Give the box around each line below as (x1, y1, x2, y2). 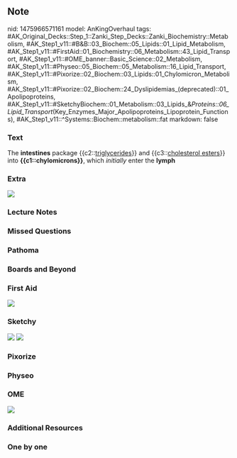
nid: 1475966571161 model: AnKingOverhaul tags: (7, 24, 151, 33)
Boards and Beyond (7, 264, 77, 274)
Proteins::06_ (191, 99, 230, 108)
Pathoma (7, 245, 39, 255)
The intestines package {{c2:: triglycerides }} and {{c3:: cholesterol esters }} (7, 149, 226, 157)
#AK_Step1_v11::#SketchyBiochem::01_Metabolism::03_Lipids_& (7, 99, 192, 108)
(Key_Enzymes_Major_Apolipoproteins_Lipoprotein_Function (53, 107, 228, 116)
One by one (7, 442, 48, 452)
